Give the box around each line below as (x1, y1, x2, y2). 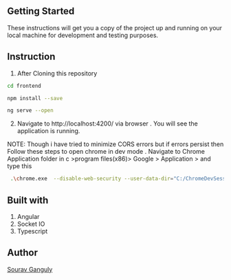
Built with (7, 194, 49, 206)
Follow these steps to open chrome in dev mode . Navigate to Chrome (7, 148, 205, 156)
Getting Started (7, 5, 75, 17)
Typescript (16, 226, 48, 235)
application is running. (16, 127, 80, 135)
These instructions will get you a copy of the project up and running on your (7, 23, 222, 32)
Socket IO (16, 220, 45, 228)
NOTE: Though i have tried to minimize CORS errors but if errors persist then (7, 140, 224, 148)
